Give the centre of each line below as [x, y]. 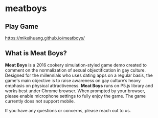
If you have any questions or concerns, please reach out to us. [68, 110]
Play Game [22, 26]
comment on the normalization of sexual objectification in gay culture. [75, 70]
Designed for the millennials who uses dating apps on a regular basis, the [79, 75]
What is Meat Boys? [36, 53]
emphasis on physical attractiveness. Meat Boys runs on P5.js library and [79, 85]
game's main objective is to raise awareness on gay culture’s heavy [73, 80]
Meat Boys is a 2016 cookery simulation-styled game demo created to [76, 65]
